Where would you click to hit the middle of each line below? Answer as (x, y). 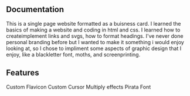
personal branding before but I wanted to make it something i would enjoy (95, 42)
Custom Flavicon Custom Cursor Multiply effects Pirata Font (79, 87)
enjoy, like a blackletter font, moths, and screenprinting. (73, 54)
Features (23, 73)
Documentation (35, 10)
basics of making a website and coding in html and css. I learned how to (93, 30)
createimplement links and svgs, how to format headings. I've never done (95, 36)
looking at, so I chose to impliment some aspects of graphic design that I (94, 48)
